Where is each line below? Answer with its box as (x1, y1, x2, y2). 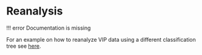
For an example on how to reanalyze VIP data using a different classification (6, 36, 196, 43)
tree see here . (6, 42, 41, 50)
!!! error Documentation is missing (6, 24, 91, 31)
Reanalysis (6, 4, 63, 18)
